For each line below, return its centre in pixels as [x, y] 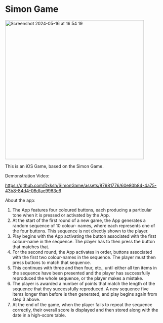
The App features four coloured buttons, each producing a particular [82, 210]
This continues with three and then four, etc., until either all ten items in [84, 268]
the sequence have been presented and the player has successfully [81, 273]
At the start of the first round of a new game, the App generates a [79, 220]
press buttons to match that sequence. [52, 262]
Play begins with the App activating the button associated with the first [84, 236]
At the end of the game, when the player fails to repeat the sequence [82, 304]
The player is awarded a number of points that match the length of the [84, 283]
